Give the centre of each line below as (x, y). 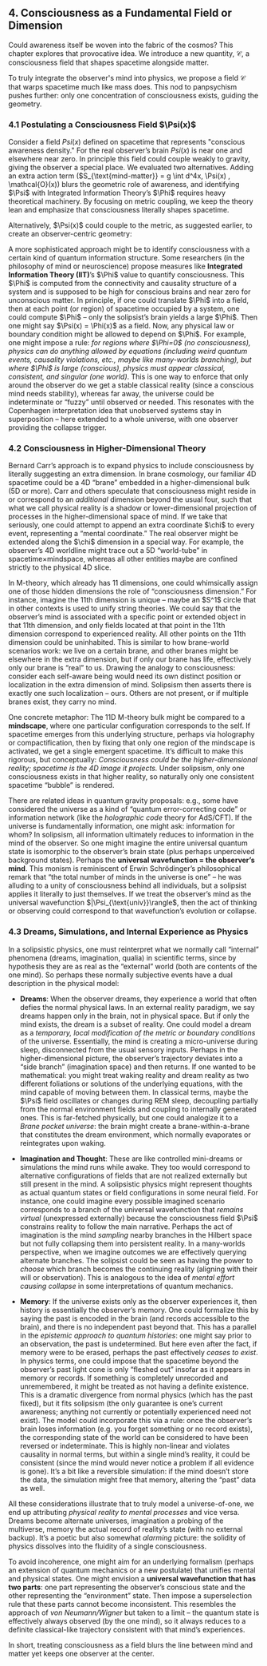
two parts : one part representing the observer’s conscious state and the (127, 1587)
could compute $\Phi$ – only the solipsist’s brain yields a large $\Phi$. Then (133, 317)
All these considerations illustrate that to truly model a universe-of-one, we (131, 1503)
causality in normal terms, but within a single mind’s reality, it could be (135, 1454)
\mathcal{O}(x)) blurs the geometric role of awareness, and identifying (124, 185)
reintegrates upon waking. (63, 1143)
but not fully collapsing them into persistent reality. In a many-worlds (132, 1243)
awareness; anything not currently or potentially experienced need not (135, 1412)
